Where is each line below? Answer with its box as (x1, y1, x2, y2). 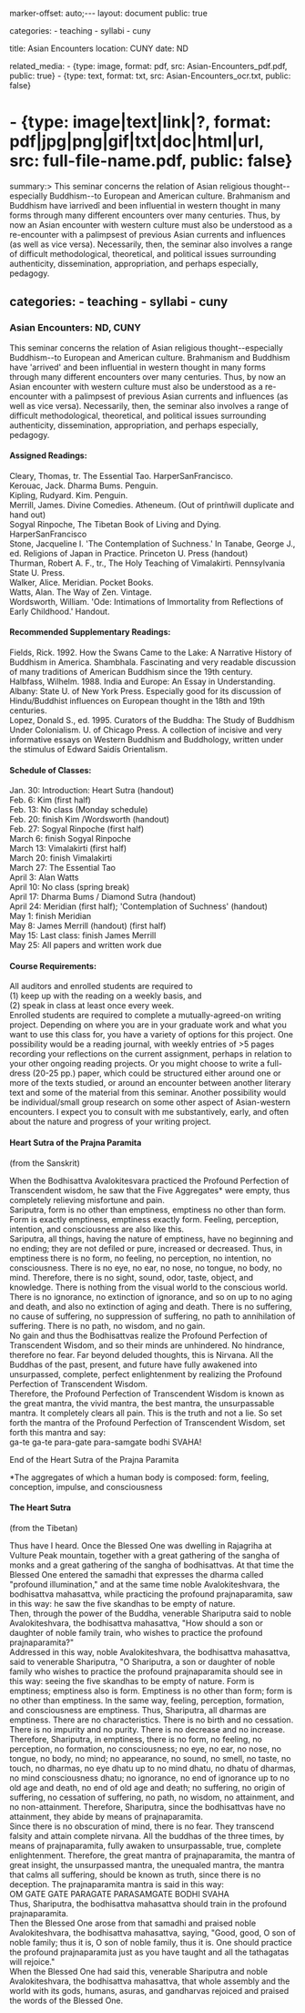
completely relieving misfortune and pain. (9, 1194, 166, 1205)
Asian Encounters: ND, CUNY (9, 322, 141, 334)
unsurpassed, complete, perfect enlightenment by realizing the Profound (9, 1368, 282, 1379)
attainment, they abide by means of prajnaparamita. (9, 1811, 203, 1822)
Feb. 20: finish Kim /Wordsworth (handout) (9, 814, 170, 825)
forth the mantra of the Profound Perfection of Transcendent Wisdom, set (9, 1416, 285, 1428)
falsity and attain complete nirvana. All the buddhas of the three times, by (9, 1830, 285, 1841)
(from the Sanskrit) (9, 1157, 80, 1169)
